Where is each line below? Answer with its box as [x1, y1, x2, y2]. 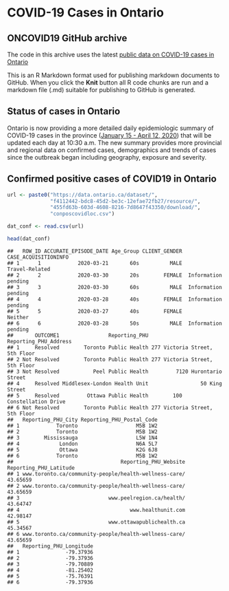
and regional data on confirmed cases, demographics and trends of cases [7, 146, 217, 154]
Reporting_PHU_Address [7, 338, 72, 345]
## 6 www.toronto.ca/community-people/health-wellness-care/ [7, 530, 186, 537]
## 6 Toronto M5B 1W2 [7, 452, 158, 459]
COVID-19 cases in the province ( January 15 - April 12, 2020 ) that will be [7, 131, 212, 139]
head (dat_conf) [7, 235, 51, 242]
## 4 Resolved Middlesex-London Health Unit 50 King [7, 380, 223, 387]
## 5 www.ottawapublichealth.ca [7, 518, 186, 526]
